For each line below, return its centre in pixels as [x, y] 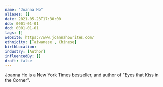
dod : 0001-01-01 [22, 28]
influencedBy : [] [23, 56]
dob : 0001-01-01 [22, 24]
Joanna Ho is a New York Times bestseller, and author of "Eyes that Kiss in [82, 75]
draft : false [19, 61]
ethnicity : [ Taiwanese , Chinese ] [41, 42]
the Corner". [18, 80]
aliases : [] [17, 14]
